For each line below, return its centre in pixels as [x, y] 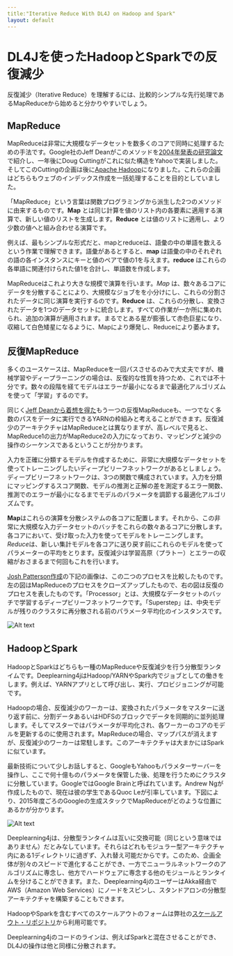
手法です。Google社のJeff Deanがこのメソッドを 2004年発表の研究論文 [121, 152]
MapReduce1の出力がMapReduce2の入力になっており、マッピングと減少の [114, 437]
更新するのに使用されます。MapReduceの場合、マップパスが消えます [118, 734]
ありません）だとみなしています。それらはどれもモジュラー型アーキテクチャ [116, 846]
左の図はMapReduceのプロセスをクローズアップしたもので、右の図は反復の [115, 585]
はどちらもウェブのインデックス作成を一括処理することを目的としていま [111, 178]
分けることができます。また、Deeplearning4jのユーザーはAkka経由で [118, 881]
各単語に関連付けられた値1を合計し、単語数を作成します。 [90, 269]
